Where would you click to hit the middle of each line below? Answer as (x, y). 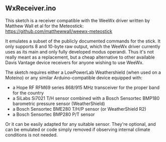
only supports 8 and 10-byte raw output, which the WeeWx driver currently (83, 46)
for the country (28, 92)
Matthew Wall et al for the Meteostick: (45, 26)
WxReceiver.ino (31, 8)
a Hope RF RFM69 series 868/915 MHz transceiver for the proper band (86, 87)
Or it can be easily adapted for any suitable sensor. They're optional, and (80, 124)
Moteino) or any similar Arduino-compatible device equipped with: (74, 77)
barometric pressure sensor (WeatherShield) (59, 104)
